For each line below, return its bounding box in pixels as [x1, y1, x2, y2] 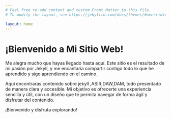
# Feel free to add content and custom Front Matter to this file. [5, 7, 152, 13]
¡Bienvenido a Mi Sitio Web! [5, 43, 124, 55]
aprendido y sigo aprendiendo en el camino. [5, 71, 98, 77]
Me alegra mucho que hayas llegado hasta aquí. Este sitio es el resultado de [5, 60, 165, 66]
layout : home [5, 21, 33, 26]
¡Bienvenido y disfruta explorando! [5, 107, 77, 113]
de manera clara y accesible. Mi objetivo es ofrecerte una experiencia [5, 86, 152, 92]
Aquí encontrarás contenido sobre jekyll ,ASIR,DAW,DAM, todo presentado [5, 81, 161, 87]
